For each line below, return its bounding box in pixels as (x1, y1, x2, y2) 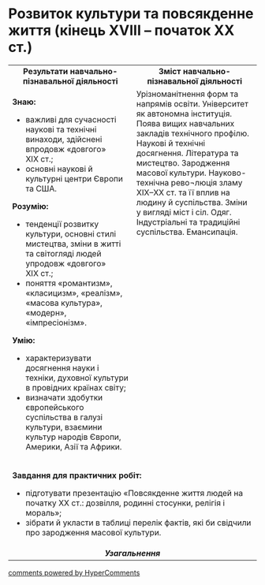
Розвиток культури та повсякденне (8, 5, 254, 23)
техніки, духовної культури (25, 372, 129, 383)
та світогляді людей (25, 248, 102, 259)
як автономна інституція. (136, 108, 233, 119)
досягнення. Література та (136, 147, 239, 158)
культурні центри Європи (25, 173, 124, 184)
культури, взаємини (25, 421, 103, 432)
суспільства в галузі (25, 412, 103, 423)
